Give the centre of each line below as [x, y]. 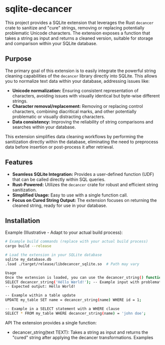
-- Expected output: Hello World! [41, 287]
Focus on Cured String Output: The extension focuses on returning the [84, 200]
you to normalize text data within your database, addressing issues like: [77, 81]
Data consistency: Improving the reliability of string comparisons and [82, 122]
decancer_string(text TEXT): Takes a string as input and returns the [80, 332]
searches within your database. [44, 127]
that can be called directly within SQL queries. [59, 179]
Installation [23, 221]
